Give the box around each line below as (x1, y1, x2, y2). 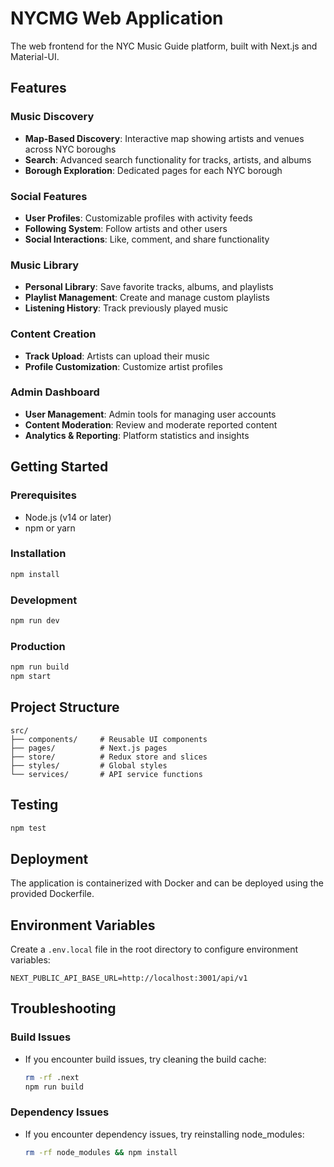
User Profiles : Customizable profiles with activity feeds (24, 212, 253, 224)
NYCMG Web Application (10, 7, 224, 30)
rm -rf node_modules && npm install (24, 1147, 178, 1157)
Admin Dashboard (10, 385, 100, 399)
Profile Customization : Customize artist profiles (24, 360, 223, 372)
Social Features (10, 189, 88, 203)
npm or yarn (24, 522, 76, 534)
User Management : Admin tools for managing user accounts (24, 408, 277, 420)
